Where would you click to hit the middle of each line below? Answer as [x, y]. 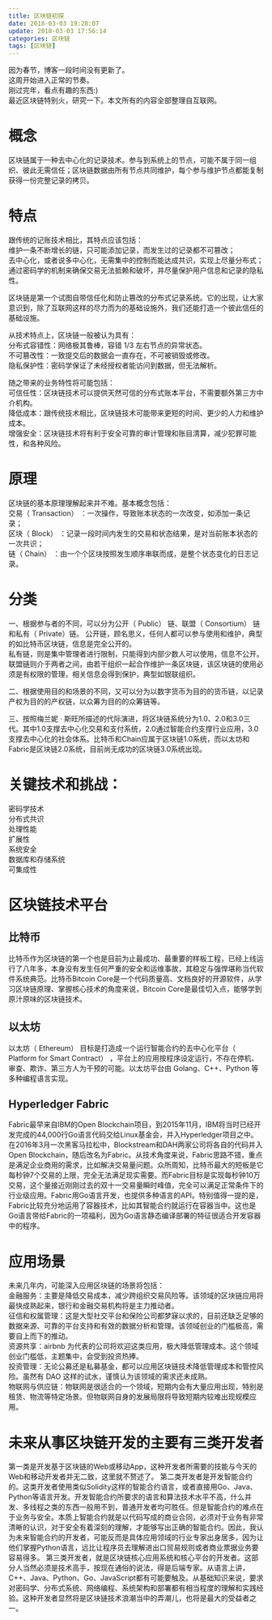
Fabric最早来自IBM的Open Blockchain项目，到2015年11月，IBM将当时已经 [131, 1125]
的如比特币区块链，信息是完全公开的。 [72, 644]
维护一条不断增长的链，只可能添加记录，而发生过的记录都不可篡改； [122, 250]
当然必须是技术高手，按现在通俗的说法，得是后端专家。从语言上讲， [136, 1568]
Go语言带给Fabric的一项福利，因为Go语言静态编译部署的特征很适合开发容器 [135, 1216]
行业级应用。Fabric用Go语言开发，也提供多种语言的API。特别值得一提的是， [136, 1196]
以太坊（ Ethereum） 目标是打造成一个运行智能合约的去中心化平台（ [122, 1048]
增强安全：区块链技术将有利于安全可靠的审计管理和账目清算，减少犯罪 [125, 433]
